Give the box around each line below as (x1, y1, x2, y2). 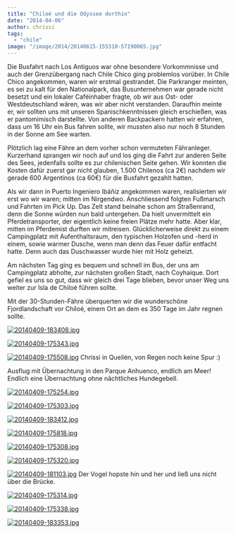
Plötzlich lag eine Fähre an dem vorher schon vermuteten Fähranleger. (7, 144, 211, 152)
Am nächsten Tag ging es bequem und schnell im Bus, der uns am (7, 261, 199, 269)
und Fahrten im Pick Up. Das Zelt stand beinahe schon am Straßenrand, (7, 202, 216, 210)
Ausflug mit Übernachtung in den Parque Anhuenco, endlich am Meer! (7, 367, 211, 375)
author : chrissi (7, 23, 55, 30)
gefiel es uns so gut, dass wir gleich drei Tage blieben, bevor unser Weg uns (7, 276, 230, 284)
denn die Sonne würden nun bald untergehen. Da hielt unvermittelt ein (7, 210, 211, 218)
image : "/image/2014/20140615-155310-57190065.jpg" (7, 43, 162, 50)
